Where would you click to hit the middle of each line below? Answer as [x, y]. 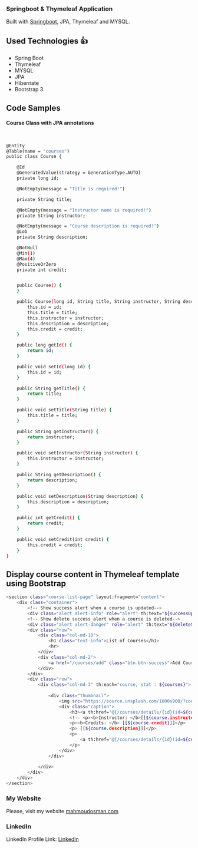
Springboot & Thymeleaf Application [60, 9]
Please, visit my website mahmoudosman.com [62, 811]
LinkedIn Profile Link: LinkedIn [43, 839]
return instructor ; [51, 437]
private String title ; [44, 199]
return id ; [41, 351]
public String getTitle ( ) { [51, 388]
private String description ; [52, 237]
